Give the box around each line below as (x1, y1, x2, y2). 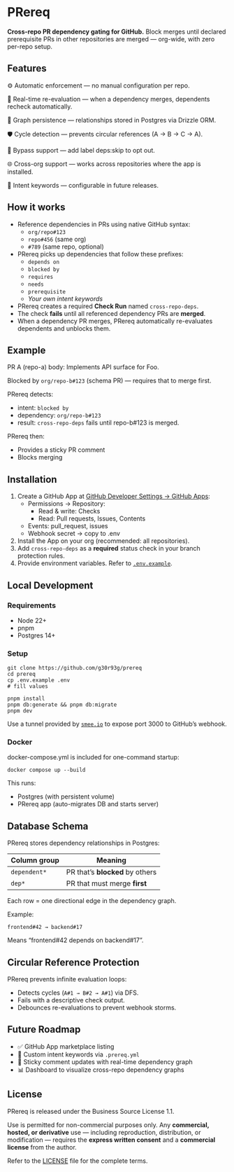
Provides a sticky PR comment (17, 446, 105, 454)
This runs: (7, 779, 36, 787)
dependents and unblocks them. (17, 324, 111, 333)
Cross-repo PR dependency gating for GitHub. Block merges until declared (7, 27, 226, 36)
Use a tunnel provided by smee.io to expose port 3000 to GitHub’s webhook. (7, 719, 227, 729)
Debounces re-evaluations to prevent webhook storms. (17, 1003, 177, 1012)
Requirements (7, 600, 57, 610)
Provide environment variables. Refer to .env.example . (17, 559, 173, 567)
